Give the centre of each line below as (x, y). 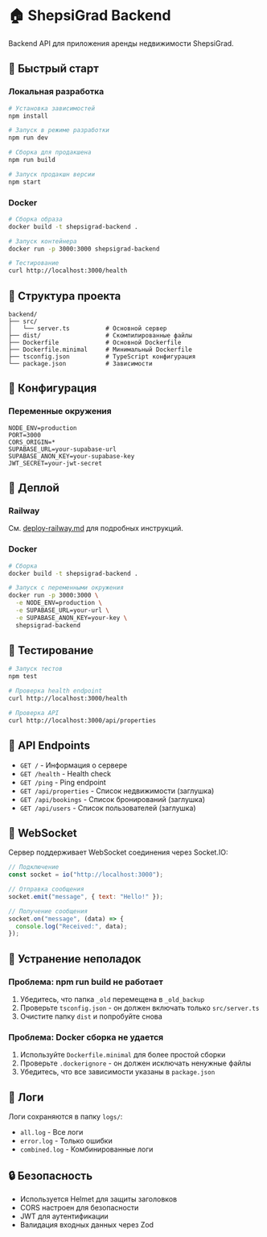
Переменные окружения (60, 412)
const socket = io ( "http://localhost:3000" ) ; (86, 875)
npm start (25, 182)
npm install (28, 116)
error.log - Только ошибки (66, 1141)
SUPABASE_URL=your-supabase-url (62, 449)
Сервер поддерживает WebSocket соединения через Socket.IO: (118, 852)
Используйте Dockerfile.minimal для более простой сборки (123, 1055)
